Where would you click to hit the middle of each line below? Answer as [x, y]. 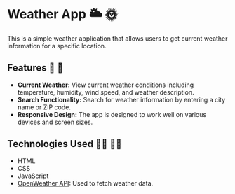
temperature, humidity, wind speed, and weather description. [106, 92]
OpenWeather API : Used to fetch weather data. [85, 183]
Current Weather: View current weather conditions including [106, 85]
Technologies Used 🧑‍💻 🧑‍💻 [65, 144]
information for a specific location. [57, 46]
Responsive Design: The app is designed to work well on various [112, 114]
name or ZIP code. [44, 107]
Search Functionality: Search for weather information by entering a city [121, 99]
